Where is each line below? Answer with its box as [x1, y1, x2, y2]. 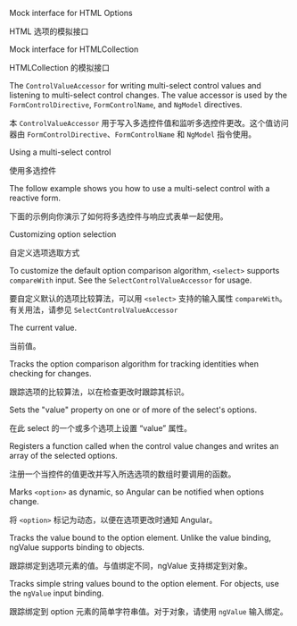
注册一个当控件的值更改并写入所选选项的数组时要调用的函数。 [9, 469, 236, 479]
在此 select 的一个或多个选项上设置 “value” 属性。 [9, 423, 192, 433]
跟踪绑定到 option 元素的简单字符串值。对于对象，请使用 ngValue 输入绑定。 [9, 606, 288, 616]
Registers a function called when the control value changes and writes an [9, 441, 279, 451]
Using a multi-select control [9, 147, 111, 157]
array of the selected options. [9, 451, 118, 461]
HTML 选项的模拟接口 [9, 26, 89, 37]
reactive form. [9, 192, 61, 203]
